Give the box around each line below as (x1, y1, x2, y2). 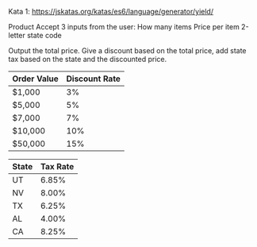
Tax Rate (40, 161, 75, 172)
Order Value (12, 73, 59, 84)
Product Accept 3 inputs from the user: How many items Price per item (8, 22, 240, 31)
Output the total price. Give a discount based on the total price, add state (8, 46, 247, 55)
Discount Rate (66, 73, 121, 84)
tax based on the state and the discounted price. (8, 55, 167, 64)
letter (8, 31, 26, 40)
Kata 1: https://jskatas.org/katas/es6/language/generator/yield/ (8, 7, 214, 16)
